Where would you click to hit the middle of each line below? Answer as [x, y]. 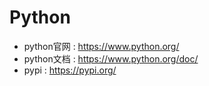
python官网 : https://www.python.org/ [101, 46]
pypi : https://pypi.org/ [70, 70]
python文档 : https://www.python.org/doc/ [111, 58]
